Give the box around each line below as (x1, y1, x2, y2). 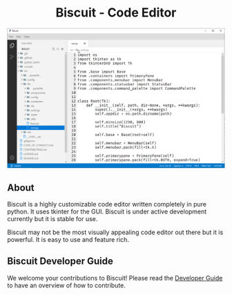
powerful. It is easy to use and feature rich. (7, 236, 130, 244)
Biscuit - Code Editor (55, 5, 177, 21)
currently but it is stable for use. (7, 215, 98, 223)
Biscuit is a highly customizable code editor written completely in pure (7, 200, 207, 209)
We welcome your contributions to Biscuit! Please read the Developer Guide (7, 274, 223, 282)
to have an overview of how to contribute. (7, 281, 126, 289)
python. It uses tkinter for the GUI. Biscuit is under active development (7, 207, 207, 216)
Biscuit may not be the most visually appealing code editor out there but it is (7, 228, 224, 236)
